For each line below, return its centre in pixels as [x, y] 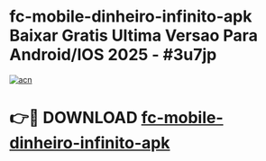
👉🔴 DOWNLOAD [73, 118]
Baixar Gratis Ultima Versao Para [134, 36]
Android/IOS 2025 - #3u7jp [113, 55]
